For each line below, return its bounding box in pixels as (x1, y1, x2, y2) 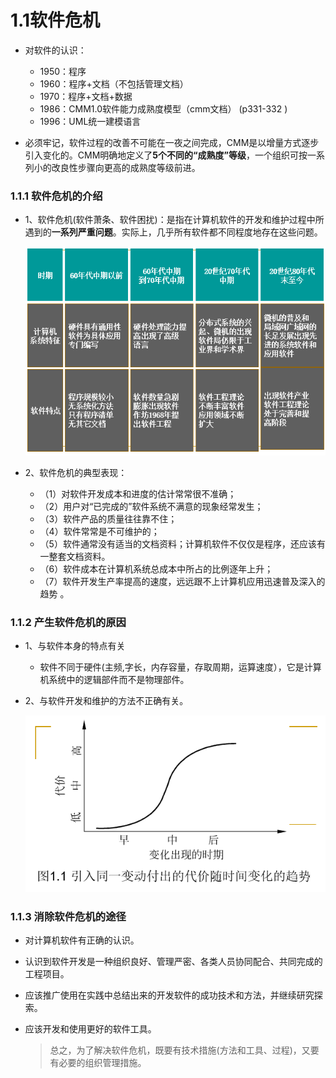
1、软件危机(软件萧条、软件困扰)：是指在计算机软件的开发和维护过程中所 (24, 214, 325, 226)
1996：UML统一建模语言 (39, 115, 142, 127)
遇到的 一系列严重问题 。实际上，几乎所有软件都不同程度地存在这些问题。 (24, 226, 323, 238)
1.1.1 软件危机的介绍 (10, 189, 103, 203)
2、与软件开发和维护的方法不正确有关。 (24, 694, 189, 706)
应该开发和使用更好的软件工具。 (24, 1023, 157, 1035)
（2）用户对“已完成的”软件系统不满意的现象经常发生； (39, 500, 264, 512)
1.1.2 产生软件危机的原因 (10, 615, 127, 629)
